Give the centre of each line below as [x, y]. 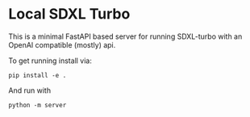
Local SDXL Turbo [69, 14]
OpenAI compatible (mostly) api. [62, 44]
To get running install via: [50, 61]
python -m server [37, 105]
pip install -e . [37, 75]
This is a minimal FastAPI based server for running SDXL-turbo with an [125, 36]
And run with [29, 90]
